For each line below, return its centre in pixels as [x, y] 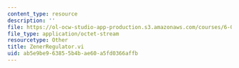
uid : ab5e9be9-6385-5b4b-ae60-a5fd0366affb [73, 54]
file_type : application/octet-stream [63, 34]
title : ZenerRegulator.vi [46, 47]
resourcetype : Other [38, 40]
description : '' [31, 21]
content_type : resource [43, 14]
